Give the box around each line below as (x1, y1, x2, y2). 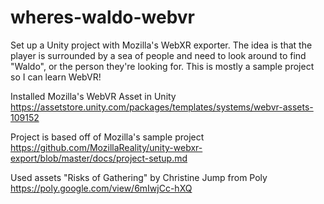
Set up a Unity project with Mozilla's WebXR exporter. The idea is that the (10, 39, 313, 51)
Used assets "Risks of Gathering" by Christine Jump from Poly (10, 171, 268, 183)
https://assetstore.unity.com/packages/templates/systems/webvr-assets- (10, 101, 314, 113)
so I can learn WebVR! (10, 71, 102, 83)
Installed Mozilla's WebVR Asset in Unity (10, 90, 177, 102)
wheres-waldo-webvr (10, 6, 196, 29)
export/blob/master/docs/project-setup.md (10, 152, 188, 164)
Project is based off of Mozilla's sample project (10, 131, 205, 143)
